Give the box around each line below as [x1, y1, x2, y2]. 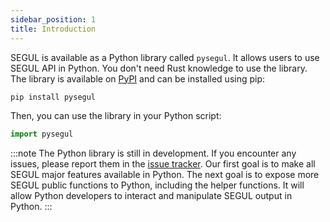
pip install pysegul [10, 92, 97, 102]
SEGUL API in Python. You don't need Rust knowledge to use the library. [10, 62, 308, 74]
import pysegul [10, 129, 74, 140]
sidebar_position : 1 [10, 14, 97, 25]
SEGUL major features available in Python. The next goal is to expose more [10, 169, 320, 181]
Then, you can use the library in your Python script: [10, 110, 222, 122]
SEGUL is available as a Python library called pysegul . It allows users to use [10, 51, 320, 63]
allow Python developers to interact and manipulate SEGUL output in [10, 190, 293, 202]
